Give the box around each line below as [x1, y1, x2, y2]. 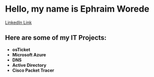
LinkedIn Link [5, 19, 32, 25]
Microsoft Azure [12, 52, 46, 58]
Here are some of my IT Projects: [5, 34, 107, 42]
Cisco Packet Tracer [12, 67, 55, 73]
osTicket [12, 46, 30, 52]
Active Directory [12, 62, 46, 68]
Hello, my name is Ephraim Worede [5, 3, 150, 15]
